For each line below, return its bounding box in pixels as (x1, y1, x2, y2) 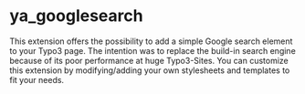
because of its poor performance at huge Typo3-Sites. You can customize (9, 55, 289, 66)
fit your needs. (9, 74, 65, 85)
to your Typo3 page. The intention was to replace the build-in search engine (9, 45, 297, 56)
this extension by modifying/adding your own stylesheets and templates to (9, 65, 290, 76)
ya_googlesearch (9, 5, 143, 26)
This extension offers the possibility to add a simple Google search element (9, 36, 293, 47)
